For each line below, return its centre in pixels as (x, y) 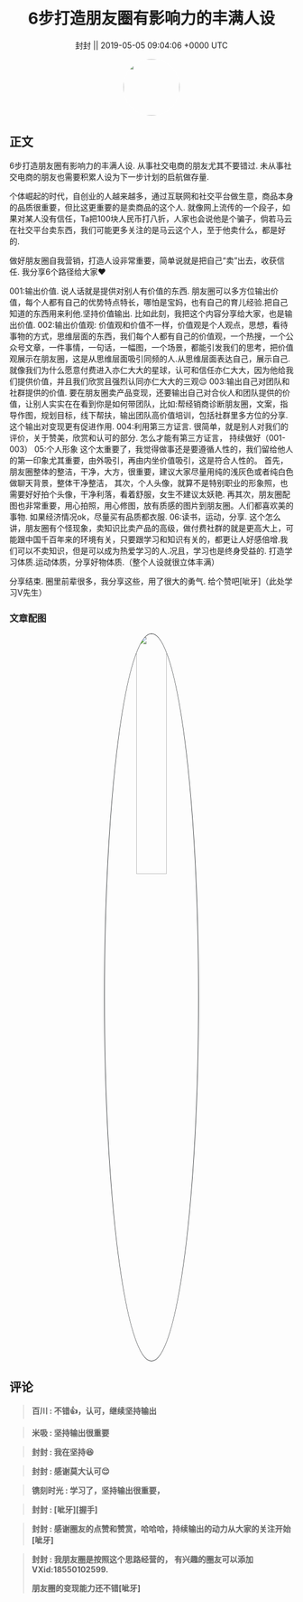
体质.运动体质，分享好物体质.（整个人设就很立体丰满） (118, 562)
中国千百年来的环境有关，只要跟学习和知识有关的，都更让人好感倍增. (153, 539)
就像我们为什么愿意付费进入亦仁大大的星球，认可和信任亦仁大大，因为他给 (147, 370)
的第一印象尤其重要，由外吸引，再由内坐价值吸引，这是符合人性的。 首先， (149, 460)
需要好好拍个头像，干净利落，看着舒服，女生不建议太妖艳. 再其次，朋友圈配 (150, 494)
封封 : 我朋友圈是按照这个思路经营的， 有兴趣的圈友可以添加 (142, 1559)
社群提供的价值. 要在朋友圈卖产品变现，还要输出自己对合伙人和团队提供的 (146, 392)
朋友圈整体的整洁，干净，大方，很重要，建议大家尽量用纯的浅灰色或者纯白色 (151, 472)
